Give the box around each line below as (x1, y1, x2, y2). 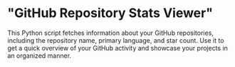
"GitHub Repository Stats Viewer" (7, 5, 214, 21)
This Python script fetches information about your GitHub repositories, (7, 29, 214, 37)
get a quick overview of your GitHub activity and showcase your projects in (7, 43, 228, 52)
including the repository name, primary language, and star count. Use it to (7, 36, 224, 44)
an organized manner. (7, 51, 72, 60)
